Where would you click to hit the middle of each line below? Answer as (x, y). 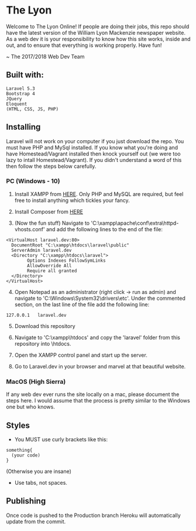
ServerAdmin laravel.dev (42, 250)
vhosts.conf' (30, 229)
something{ (19, 450)
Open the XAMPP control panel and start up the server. (81, 355)
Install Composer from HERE (49, 211)
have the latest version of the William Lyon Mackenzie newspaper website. (96, 32)
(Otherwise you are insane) (39, 471)
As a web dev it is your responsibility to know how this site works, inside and (98, 39)
